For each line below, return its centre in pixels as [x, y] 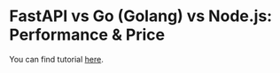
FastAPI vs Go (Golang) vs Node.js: [141, 16]
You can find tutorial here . [56, 59]
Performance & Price [87, 35]
